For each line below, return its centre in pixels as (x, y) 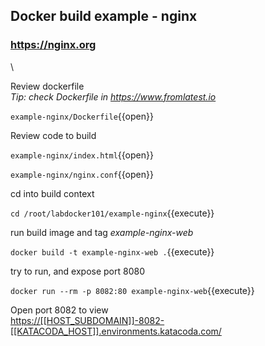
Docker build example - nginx (104, 16)
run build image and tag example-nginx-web (102, 232)
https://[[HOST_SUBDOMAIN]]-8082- (87, 320)
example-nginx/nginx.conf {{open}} (82, 174)
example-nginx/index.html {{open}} (82, 155)
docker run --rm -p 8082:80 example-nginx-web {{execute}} (132, 290)
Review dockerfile (47, 86)
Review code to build (53, 135)
